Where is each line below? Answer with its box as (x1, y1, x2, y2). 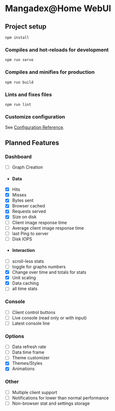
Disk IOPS (12, 236, 33, 242)
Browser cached (12, 203, 45, 209)
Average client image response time (12, 225, 84, 231)
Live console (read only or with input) (12, 315, 87, 320)
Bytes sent (12, 198, 34, 204)
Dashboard (5, 153, 32, 160)
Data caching (12, 280, 39, 286)
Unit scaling (12, 275, 36, 280)
